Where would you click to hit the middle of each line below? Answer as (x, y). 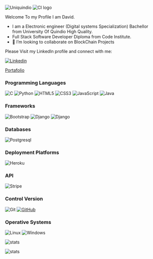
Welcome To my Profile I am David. (40, 17)
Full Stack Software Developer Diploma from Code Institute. (72, 37)
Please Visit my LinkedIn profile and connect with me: (59, 51)
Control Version (24, 199)
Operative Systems (28, 222)
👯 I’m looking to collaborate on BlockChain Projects (63, 42)
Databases (18, 129)
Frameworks (20, 106)
